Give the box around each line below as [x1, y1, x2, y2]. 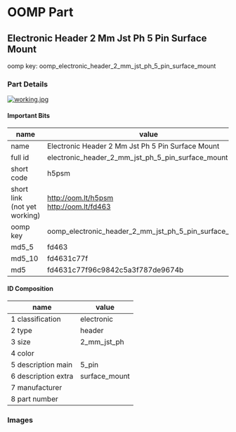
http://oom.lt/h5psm [46, 192, 114, 202]
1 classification [11, 314, 61, 324]
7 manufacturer [11, 382, 63, 392]
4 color [11, 348, 34, 358]
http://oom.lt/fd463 [46, 202, 111, 211]
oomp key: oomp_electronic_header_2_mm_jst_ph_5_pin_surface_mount [7, 62, 216, 70]
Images [7, 415, 34, 425]
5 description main [11, 360, 73, 369]
